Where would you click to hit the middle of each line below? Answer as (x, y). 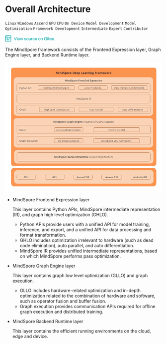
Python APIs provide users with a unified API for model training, (85, 224)
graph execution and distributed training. (61, 312)
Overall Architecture (48, 9)
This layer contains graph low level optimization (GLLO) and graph (80, 276)
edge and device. (30, 337)
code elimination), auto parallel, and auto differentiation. (77, 246)
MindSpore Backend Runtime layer (48, 322)
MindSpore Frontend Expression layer (51, 200)
